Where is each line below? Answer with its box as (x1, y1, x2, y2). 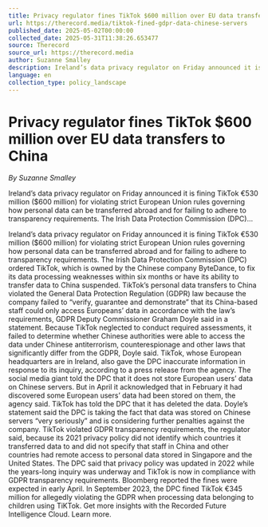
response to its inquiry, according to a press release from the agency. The (8, 365, 251, 375)
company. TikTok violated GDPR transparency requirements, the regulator (8, 425, 250, 434)
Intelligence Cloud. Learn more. (8, 509, 112, 519)
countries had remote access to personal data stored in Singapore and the (8, 450, 253, 460)
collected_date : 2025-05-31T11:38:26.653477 (8, 34, 159, 42)
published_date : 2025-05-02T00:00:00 (8, 26, 134, 34)
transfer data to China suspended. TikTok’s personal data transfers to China (8, 280, 257, 290)
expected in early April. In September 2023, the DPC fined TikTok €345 (8, 484, 243, 493)
